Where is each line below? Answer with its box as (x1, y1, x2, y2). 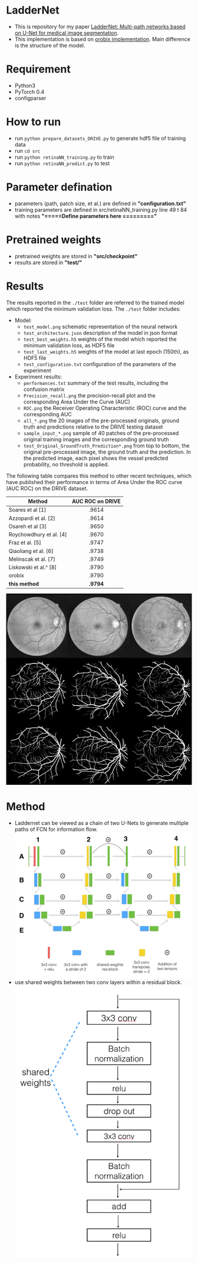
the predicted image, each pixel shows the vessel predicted (23, 455, 169, 462)
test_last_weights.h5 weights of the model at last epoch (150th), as (23, 348, 189, 355)
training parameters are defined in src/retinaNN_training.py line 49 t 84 (14, 206, 187, 213)
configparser (14, 94, 47, 101)
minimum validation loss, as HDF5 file (23, 341, 115, 348)
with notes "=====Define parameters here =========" (14, 212, 157, 219)
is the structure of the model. (14, 42, 85, 49)
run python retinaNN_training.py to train (14, 153, 114, 160)
